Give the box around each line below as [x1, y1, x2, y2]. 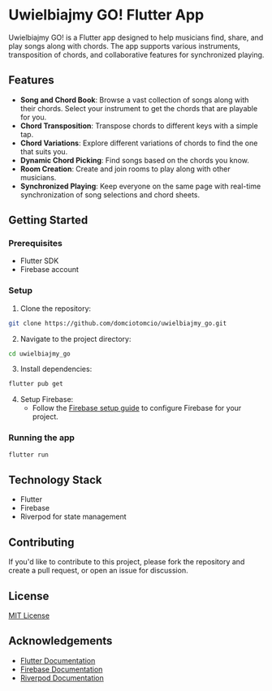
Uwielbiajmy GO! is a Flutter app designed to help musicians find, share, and [8, 32, 264, 42]
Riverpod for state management [19, 512, 127, 521]
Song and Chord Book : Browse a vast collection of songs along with [19, 95, 249, 105]
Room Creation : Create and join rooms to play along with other [19, 164, 231, 174]
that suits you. [19, 146, 68, 156]
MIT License [8, 611, 50, 620]
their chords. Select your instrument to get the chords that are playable [19, 103, 258, 113]
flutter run [8, 451, 49, 459]
